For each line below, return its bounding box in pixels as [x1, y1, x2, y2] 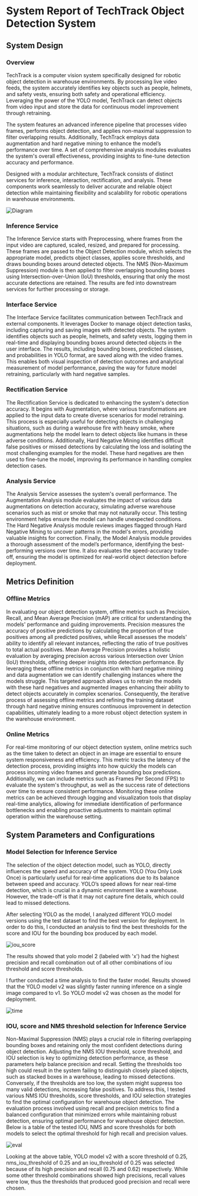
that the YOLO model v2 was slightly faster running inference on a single [6, 983, 183, 990]
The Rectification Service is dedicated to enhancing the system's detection [6, 399, 189, 406]
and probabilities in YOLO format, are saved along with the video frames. [6, 352, 183, 359]
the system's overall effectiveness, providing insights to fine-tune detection [6, 152, 190, 160]
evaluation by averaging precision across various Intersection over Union [6, 652, 184, 659]
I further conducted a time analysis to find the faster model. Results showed [6, 976, 191, 984]
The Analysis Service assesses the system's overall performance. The [6, 491, 177, 498]
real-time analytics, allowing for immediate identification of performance [6, 800, 182, 807]
